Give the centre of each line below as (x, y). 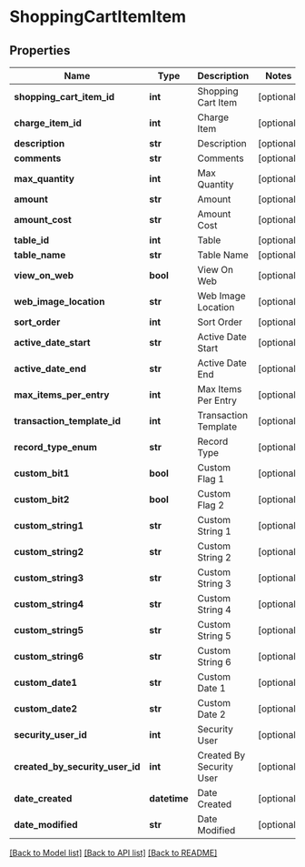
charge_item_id (48, 123)
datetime (169, 798)
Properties (40, 50)
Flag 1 (211, 479)
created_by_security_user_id (77, 766)
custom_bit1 (42, 473)
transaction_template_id (67, 421)
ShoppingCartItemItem (98, 17)
